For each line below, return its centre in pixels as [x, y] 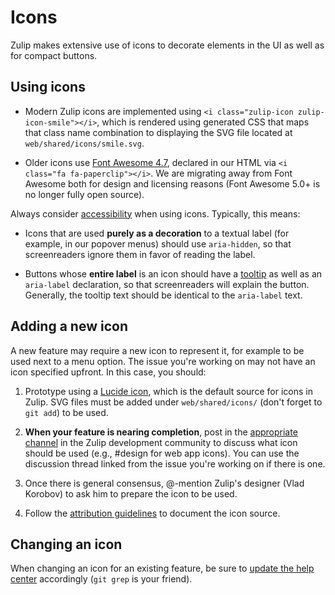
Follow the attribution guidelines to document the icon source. [152, 513]
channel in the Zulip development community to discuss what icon [161, 442]
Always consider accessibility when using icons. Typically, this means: [155, 213]
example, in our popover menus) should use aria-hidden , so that [158, 243]
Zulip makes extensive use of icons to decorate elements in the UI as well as [167, 45]
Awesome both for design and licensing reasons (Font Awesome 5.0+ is [172, 183]
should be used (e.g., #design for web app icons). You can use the [162, 453]
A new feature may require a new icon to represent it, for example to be [157, 350]
